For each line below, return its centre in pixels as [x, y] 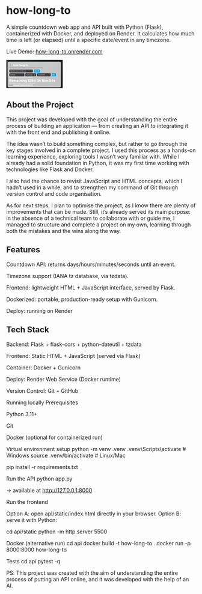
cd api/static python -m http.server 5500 [57, 532]
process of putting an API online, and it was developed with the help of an [98, 579]
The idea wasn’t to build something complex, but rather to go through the [97, 144]
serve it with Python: [32, 520]
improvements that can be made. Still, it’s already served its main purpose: [99, 211]
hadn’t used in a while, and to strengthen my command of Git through [92, 187]
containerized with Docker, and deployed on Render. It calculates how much [100, 33]
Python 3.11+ [22, 414]
